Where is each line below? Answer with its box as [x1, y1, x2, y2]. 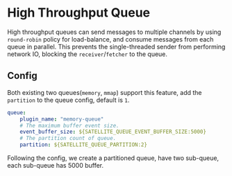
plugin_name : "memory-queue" [19, 116, 104, 123]
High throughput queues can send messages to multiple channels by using [7, 28, 222, 36]
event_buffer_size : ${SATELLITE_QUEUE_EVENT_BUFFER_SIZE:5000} [19, 128, 207, 136]
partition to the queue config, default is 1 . [7, 96, 130, 104]
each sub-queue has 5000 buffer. [7, 161, 104, 169]
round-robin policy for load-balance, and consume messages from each [7, 35, 214, 43]
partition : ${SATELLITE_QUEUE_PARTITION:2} [19, 141, 148, 148]
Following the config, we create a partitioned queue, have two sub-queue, [7, 154, 219, 162]
